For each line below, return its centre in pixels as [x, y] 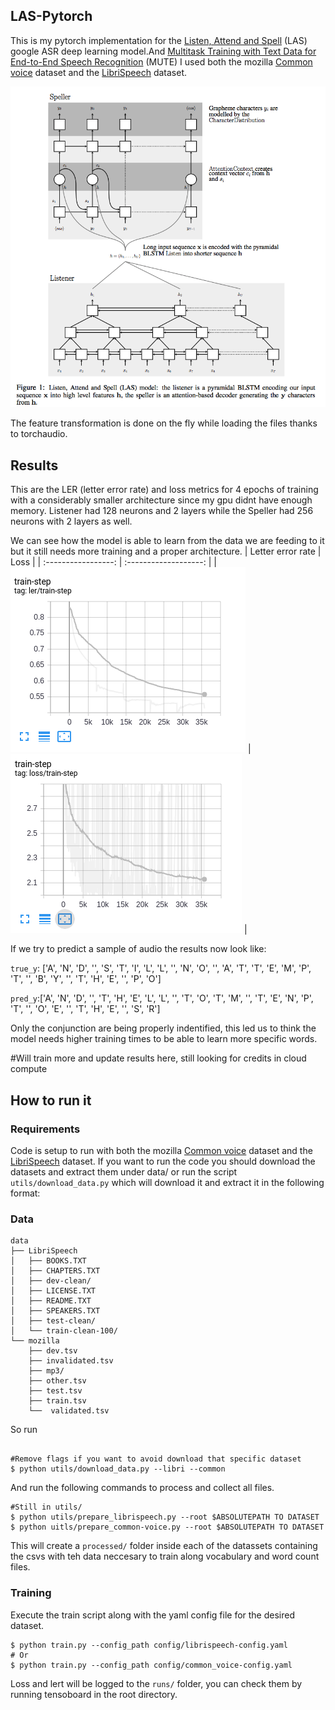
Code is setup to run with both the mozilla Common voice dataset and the [161, 1150]
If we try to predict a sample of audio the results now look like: [138, 949]
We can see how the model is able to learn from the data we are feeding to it [167, 541]
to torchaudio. [39, 434]
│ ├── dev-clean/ [51, 1281]
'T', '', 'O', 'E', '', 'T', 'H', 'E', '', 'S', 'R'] [85, 1009]
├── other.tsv [57, 1381]
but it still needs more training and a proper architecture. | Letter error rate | [166, 551]
